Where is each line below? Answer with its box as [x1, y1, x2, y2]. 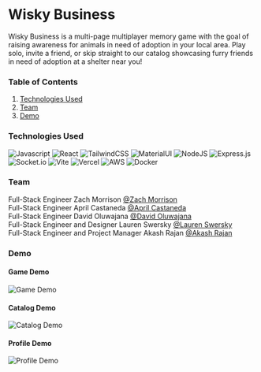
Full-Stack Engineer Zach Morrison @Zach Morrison [8, 195, 177, 204]
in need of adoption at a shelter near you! [8, 57, 143, 66]
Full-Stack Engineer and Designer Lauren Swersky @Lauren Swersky [8, 219, 233, 229]
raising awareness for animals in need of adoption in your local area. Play [8, 39, 246, 49]
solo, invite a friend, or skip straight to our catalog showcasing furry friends [8, 48, 254, 58]
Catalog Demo [8, 303, 57, 312]
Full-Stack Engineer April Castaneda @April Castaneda [8, 203, 187, 212]
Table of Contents [8, 76, 79, 87]
